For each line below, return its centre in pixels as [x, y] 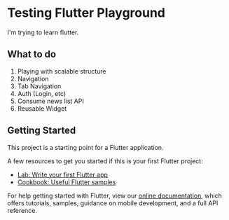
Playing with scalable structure [62, 71]
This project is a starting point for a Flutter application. [85, 147]
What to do [32, 54]
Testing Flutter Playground [86, 13]
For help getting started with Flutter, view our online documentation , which [115, 195]
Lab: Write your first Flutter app [63, 174]
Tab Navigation [39, 86]
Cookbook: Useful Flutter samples [67, 182]
